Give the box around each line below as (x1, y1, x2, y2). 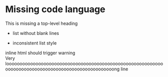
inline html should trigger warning (5, 50, 75, 56)
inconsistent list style (12, 40, 57, 46)
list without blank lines (12, 30, 59, 36)
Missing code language (5, 4, 106, 15)
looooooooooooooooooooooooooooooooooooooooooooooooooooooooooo (5, 60, 163, 66)
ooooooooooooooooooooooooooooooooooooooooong (5, 66, 120, 72)
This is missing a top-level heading (5, 20, 78, 26)
